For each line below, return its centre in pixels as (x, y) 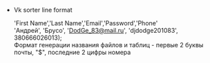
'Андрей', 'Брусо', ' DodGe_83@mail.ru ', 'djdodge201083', (96, 30)
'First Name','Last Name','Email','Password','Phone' (86, 23)
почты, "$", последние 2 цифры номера (72, 52)
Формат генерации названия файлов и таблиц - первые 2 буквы (108, 45)
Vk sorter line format (43, 10)
